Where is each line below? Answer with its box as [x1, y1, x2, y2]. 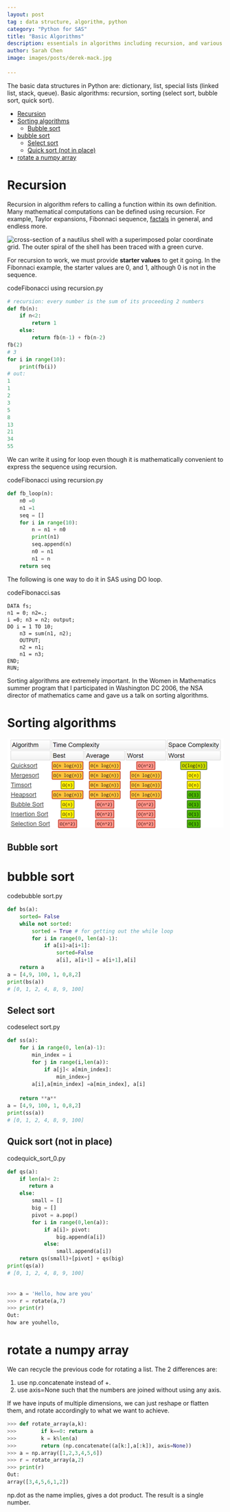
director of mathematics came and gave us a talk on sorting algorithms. [7, 691, 209, 699]
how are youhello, [7, 1320, 60, 1326]
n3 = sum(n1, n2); [19, 630, 72, 637]
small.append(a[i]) [56, 1248, 112, 1255]
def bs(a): [7, 906, 38, 913]
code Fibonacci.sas [7, 588, 60, 597]
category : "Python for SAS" [7, 25, 88, 32]
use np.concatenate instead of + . [16, 1379, 111, 1386]
